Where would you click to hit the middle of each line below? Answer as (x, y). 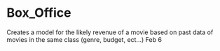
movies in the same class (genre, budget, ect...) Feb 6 (84, 39)
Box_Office (39, 13)
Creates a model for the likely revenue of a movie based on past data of (110, 32)
